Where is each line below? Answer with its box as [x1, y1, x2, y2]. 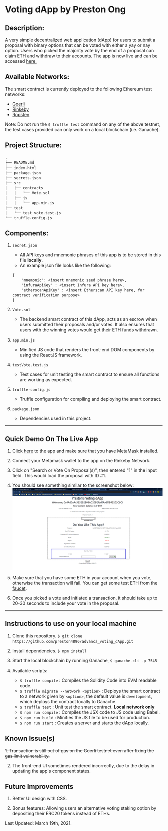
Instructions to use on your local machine [5, 619, 137, 628]
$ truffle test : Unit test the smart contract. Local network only [19, 704, 155, 710]
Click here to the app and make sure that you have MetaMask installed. [12, 448, 159, 454]
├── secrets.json [5, 175, 41, 180]
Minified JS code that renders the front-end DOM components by [19, 347, 155, 353]
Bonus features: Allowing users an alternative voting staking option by [12, 805, 156, 811]
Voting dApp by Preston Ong [5, 4, 126, 15]
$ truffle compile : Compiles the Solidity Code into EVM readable [19, 677, 157, 683]
